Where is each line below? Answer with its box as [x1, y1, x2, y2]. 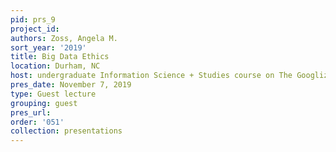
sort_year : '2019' [10, 42, 87, 53]
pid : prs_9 [10, 14, 56, 25]
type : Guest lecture [10, 89, 97, 99]
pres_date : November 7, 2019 [10, 80, 132, 90]
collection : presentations [10, 126, 123, 136]
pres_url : [10, 107, 52, 118]
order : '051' [10, 117, 65, 127]
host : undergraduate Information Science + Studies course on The [10, 71, 293, 81]
